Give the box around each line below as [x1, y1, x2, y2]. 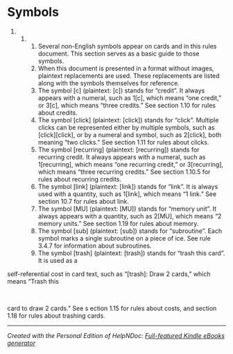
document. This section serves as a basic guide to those [37, 49, 200, 58]
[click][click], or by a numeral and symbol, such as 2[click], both [37, 130, 222, 139]
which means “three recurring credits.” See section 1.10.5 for [37, 168, 211, 176]
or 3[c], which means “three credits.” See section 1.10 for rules [37, 101, 216, 109]
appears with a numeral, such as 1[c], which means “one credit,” [37, 93, 222, 102]
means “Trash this [7, 277, 59, 285]
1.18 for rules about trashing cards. [7, 311, 105, 320]
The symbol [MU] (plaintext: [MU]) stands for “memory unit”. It [37, 204, 217, 213]
